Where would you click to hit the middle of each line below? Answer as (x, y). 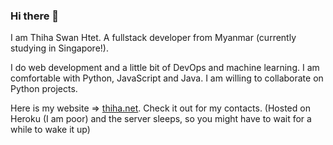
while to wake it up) (50, 130)
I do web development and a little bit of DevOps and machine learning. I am (165, 68)
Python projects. (44, 89)
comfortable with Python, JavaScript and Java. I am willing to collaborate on (167, 78)
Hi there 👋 (35, 16)
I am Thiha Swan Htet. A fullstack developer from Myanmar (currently (153, 38)
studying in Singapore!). (59, 48)
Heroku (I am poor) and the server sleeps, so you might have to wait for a (161, 119)
